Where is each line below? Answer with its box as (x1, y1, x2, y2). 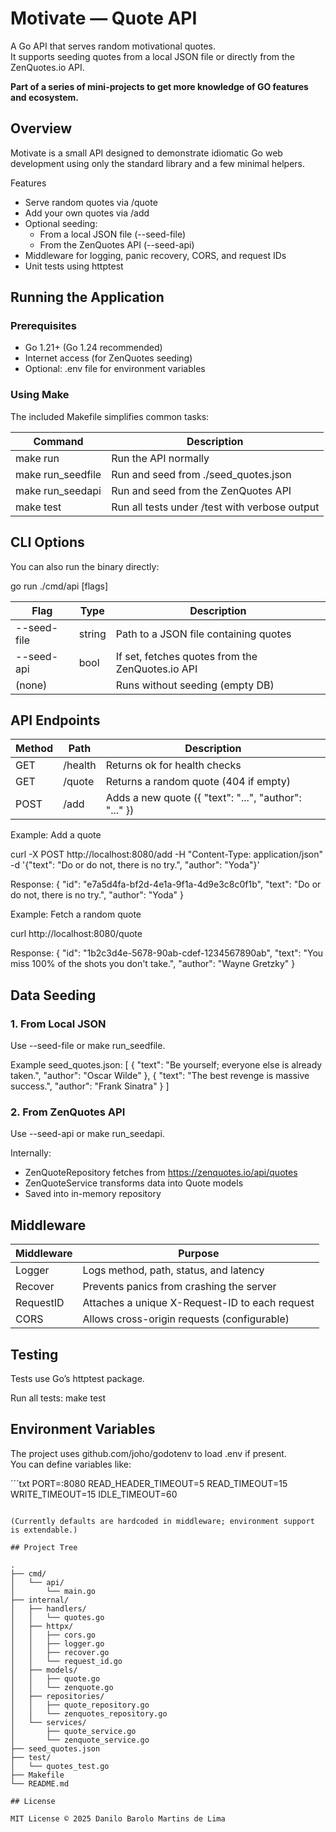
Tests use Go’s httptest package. (10, 1372, 145, 1384)
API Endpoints (10, 712, 101, 729)
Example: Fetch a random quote (10, 908, 142, 921)
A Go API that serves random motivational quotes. (10, 40, 216, 52)
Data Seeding (10, 987, 97, 1004)
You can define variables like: (10, 1458, 132, 1470)
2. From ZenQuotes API (10, 1105, 126, 1119)
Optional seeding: (24, 217, 98, 229)
